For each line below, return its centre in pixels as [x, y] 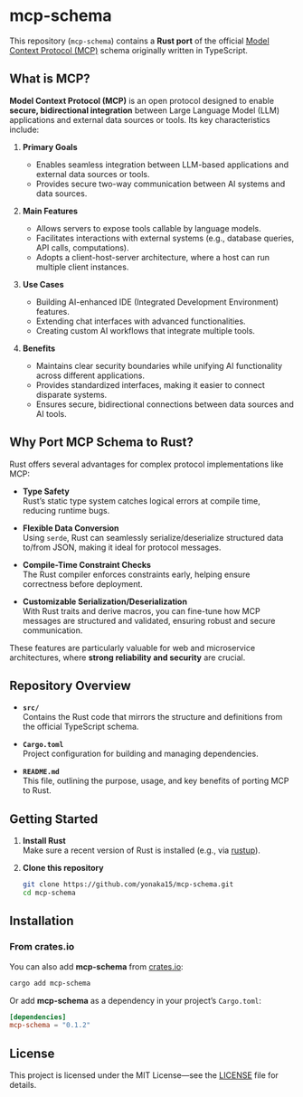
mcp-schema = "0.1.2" [50, 1026]
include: [24, 129]
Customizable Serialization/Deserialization [105, 601]
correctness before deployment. [82, 583]
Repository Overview [70, 685]
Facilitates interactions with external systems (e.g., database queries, [165, 238]
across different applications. [90, 375]
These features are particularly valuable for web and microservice [133, 648]
